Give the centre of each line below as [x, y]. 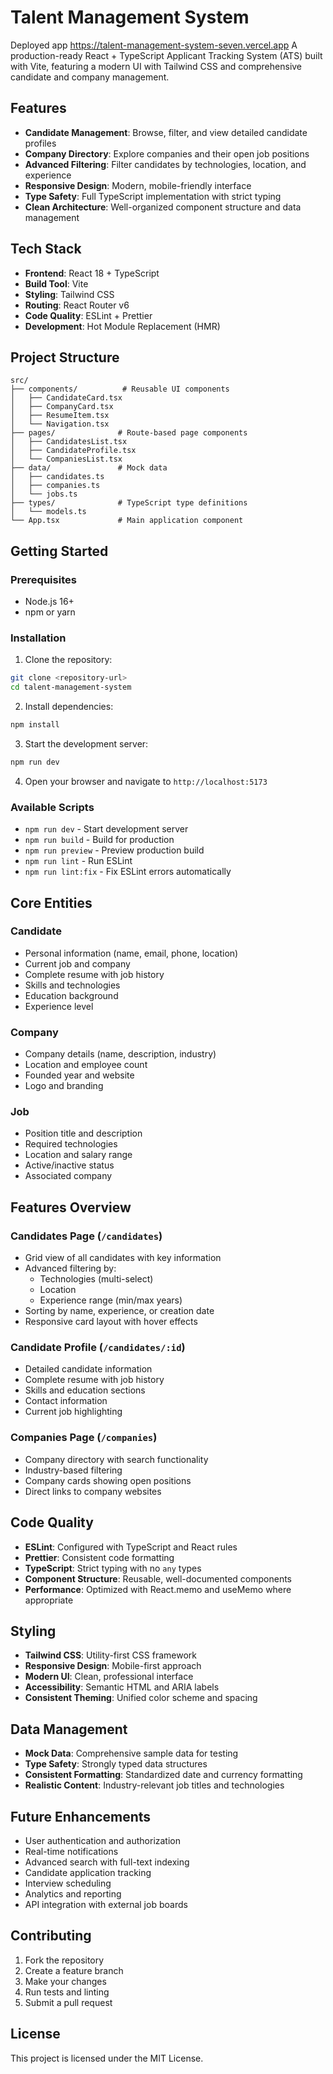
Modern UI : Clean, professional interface [109, 1677]
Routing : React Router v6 [77, 305]
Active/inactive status [69, 1165]
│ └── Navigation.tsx [60, 424]
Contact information [66, 1401]
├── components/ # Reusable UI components [120, 389]
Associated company [68, 1176]
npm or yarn [50, 612]
